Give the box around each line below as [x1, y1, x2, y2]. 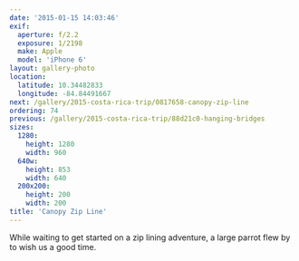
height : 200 [25, 190, 71, 199]
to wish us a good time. [9, 241, 97, 252]
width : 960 [25, 148, 67, 157]
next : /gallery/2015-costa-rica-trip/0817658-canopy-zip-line [9, 97, 249, 107]
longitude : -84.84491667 [17, 89, 111, 98]
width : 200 [25, 198, 67, 208]
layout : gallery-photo [9, 64, 95, 73]
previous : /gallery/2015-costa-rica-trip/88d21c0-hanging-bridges [9, 114, 265, 123]
